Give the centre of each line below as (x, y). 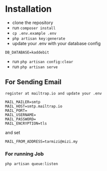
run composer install (34, 27)
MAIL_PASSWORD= (21, 119)
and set (13, 132)
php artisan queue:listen (31, 164)
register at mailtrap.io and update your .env (53, 93)
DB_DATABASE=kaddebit (27, 52)
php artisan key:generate (39, 38)
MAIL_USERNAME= (21, 115)
